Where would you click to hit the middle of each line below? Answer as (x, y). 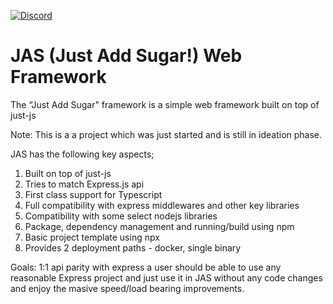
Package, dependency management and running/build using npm (159, 226)
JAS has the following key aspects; (82, 154)
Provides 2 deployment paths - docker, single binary (133, 247)
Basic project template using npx (92, 237)
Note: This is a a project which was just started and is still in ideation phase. (166, 134)
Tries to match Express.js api (84, 184)
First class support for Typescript (93, 194)
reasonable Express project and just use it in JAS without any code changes (166, 277)
